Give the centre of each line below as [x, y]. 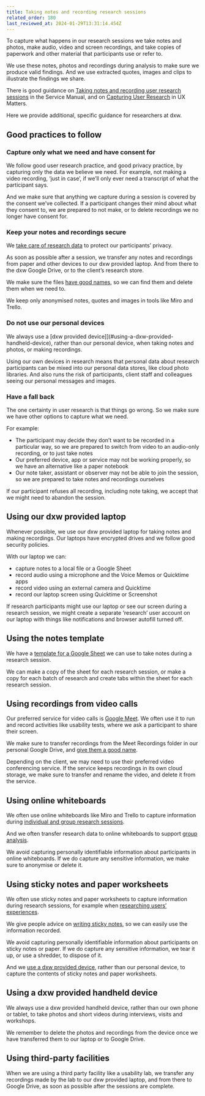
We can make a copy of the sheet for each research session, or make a [96, 672]
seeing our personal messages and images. [61, 381]
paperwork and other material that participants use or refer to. [85, 54]
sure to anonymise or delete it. [45, 865]
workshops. [21, 1021]
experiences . [23, 912]
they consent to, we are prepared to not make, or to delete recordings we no [102, 210]
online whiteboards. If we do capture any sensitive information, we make [98, 858]
